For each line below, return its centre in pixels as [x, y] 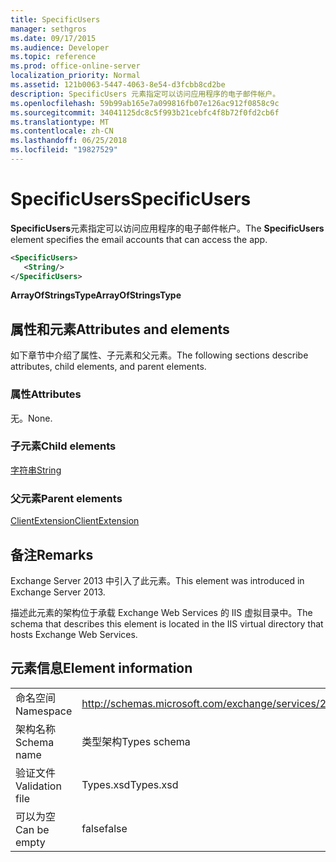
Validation [38, 786]
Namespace [44, 711]
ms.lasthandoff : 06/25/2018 [69, 141]
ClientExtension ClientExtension [75, 521]
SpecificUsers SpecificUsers [131, 199]
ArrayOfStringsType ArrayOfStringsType [96, 295]
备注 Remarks [52, 554]
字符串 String [36, 470]
